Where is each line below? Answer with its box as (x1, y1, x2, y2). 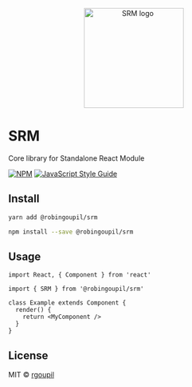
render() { (15, 306, 52, 314)
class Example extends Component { (8, 299, 127, 307)
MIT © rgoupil (8, 370, 54, 380)
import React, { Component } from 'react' (8, 271, 151, 279)
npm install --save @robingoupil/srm (8, 228, 134, 236)
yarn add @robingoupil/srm (8, 213, 98, 221)
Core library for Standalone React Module (8, 153, 145, 163)
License (8, 349, 49, 362)
